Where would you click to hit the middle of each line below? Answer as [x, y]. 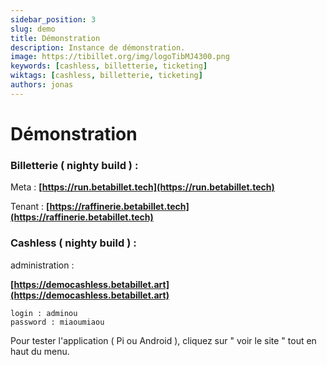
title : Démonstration [55, 38]
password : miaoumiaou [57, 322]
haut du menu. [40, 351]
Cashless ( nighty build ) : [73, 243]
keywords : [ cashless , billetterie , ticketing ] [109, 66]
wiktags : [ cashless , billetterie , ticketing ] [106, 76]
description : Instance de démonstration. [98, 47]
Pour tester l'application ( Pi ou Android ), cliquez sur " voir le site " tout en [163, 340]
